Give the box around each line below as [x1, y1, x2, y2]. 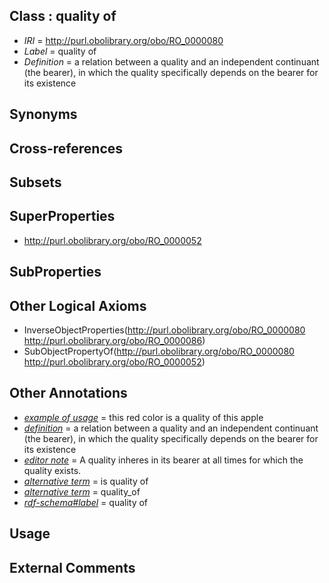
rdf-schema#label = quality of [23, 496, 149, 508]
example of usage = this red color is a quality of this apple [23, 411, 264, 423]
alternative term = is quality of [23, 475, 149, 487]
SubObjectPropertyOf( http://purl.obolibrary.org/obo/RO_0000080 [23, 345, 295, 357]
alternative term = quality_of [23, 485, 141, 498]
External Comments [9, 559, 136, 576]
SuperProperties [9, 208, 116, 225]
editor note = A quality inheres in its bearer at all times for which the [23, 454, 304, 466]
